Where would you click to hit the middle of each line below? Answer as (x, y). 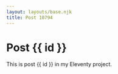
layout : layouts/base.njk (39, 12)
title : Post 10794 (29, 18)
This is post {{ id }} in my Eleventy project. (59, 64)
